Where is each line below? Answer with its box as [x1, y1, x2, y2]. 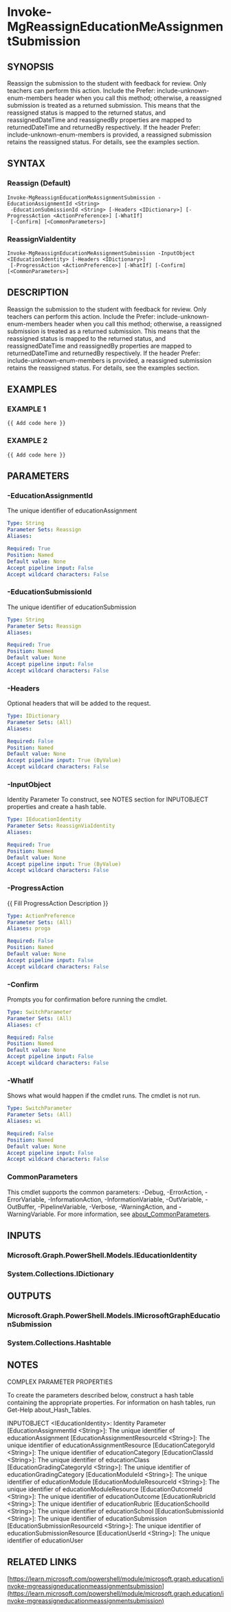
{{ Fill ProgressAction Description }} [7, 899, 109, 907]
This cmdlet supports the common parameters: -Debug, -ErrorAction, [7, 1188, 204, 1196]
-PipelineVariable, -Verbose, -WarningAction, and [37, 1202, 177, 1211]
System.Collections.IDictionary [7, 1268, 114, 1278]
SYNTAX [7, 158, 46, 170]
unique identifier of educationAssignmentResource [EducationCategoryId [7, 1441, 215, 1449]
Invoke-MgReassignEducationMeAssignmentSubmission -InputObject [7, 250, 195, 257]
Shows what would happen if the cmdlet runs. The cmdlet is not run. [7, 1091, 201, 1100]
